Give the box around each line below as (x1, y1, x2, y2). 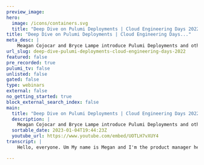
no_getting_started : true (6, 93, 72, 99)
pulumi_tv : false (6, 65, 50, 72)
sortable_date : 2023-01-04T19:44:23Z (12, 127, 107, 133)
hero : (6, 15, 20, 21)
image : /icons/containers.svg (12, 20, 88, 26)
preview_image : (6, 8, 45, 15)
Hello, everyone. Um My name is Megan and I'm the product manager (17, 144, 191, 150)
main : (6, 104, 20, 111)
